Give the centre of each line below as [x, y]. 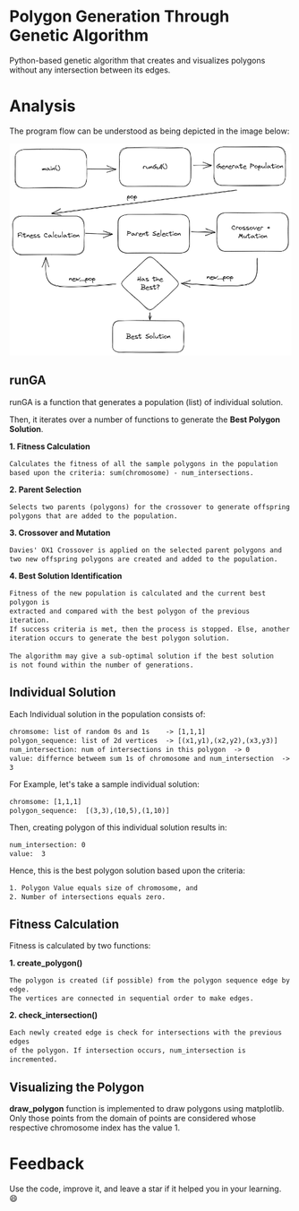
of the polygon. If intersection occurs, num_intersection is [128, 1051]
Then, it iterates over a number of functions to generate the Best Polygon [145, 420]
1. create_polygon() [46, 963]
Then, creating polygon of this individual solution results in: [118, 827]
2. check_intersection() [54, 1016]
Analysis [43, 106]
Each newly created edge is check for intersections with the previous [145, 1033]
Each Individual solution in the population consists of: [107, 714]
